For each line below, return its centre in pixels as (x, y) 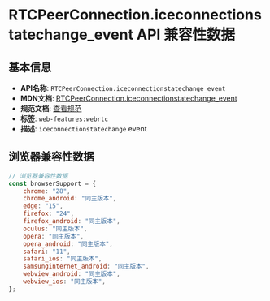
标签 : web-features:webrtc (64, 118)
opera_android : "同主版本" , (68, 244)
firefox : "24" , (49, 214)
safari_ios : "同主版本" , (63, 259)
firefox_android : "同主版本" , (72, 221)
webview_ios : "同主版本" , (64, 282)
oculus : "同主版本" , (55, 229)
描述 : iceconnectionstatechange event (84, 129)
